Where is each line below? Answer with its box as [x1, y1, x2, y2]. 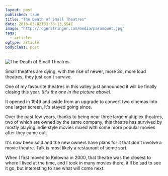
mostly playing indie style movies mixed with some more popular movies [5, 124, 155, 130]
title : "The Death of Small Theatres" [5, 17, 87, 22]
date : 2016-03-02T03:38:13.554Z [5, 21, 73, 27]
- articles [10, 36, 33, 41]
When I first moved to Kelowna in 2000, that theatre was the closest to [5, 154, 151, 160]
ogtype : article [5, 40, 39, 45]
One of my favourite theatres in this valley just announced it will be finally [5, 83, 157, 90]
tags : [5, 31, 17, 36]
